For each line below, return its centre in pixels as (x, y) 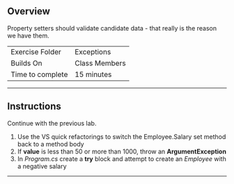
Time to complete (39, 74)
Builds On (26, 63)
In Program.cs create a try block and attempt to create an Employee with (122, 158)
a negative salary (42, 166)
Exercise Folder (36, 51)
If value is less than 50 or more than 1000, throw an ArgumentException (122, 151)
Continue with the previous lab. (52, 123)
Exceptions (93, 51)
